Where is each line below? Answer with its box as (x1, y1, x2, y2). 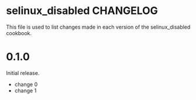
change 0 (14, 81, 38, 88)
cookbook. (6, 29, 32, 36)
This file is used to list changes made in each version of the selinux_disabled (6, 23, 191, 30)
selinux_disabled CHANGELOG (6, 4, 158, 18)
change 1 (14, 87, 37, 94)
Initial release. (6, 69, 40, 77)
